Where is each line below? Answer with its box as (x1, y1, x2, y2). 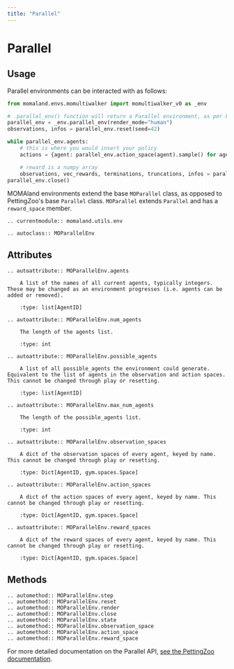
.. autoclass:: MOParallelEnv (7, 230, 95, 237)
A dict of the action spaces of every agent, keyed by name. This (19, 494, 217, 501)
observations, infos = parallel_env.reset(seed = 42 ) (7, 126, 160, 133)
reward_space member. (7, 204, 72, 213)
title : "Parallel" (7, 10, 61, 17)
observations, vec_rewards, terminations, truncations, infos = (19, 170, 210, 177)
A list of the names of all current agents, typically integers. (19, 280, 214, 287)
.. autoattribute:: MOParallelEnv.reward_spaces (7, 524, 151, 531)
